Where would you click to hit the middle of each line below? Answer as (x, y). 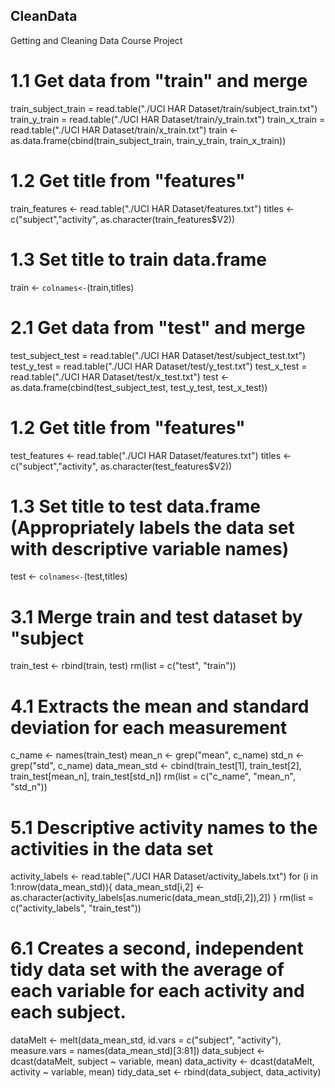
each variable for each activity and (157, 991)
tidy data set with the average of (147, 970)
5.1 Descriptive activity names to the (164, 827)
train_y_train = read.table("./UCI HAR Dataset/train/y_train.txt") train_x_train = (168, 119)
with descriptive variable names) (150, 548)
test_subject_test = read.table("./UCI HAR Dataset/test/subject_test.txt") (158, 355)
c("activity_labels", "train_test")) (76, 908)
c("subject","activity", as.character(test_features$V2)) (121, 466)
